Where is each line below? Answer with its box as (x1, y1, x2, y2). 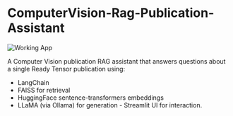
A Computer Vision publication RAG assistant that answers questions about (7, 57, 226, 65)
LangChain (17, 78, 49, 86)
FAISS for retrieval (17, 86, 71, 94)
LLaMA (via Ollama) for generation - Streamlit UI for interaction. (17, 100, 203, 109)
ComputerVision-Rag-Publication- (7, 5, 215, 21)
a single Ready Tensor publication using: (7, 64, 126, 73)
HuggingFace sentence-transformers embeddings (17, 93, 165, 102)
